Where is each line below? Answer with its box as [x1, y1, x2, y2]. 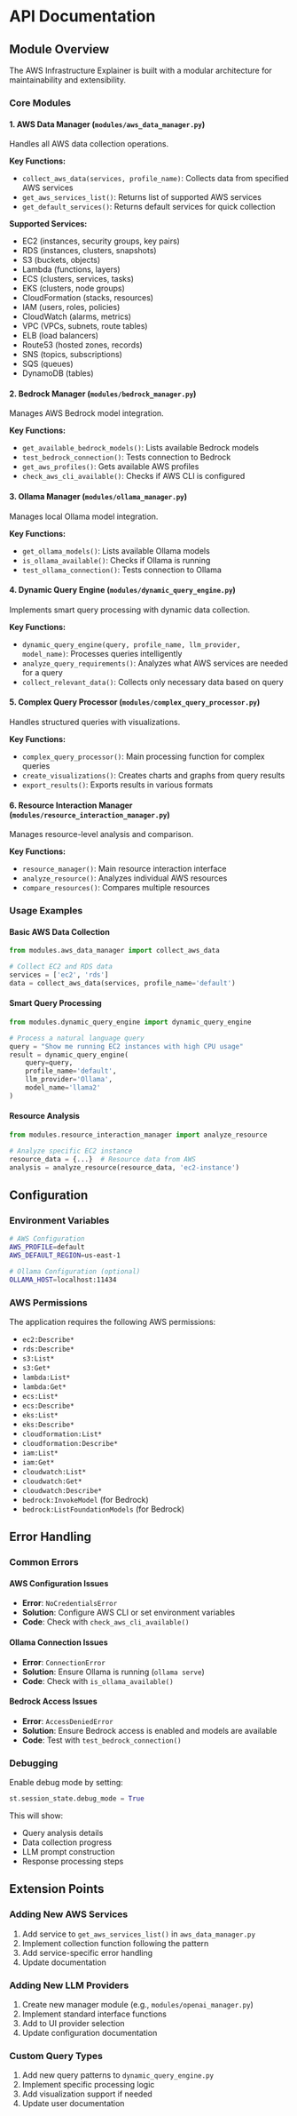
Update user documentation [21, 2098, 125, 2109]
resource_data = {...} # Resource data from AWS [9, 1154, 197, 1163]
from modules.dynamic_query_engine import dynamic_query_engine [9, 1018, 252, 1026]
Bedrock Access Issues [9, 1696, 98, 1707]
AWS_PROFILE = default [9, 1242, 86, 1252]
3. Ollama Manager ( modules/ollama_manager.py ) [9, 491, 188, 501]
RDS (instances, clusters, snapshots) [21, 245, 157, 256]
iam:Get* [21, 1457, 55, 1467]
